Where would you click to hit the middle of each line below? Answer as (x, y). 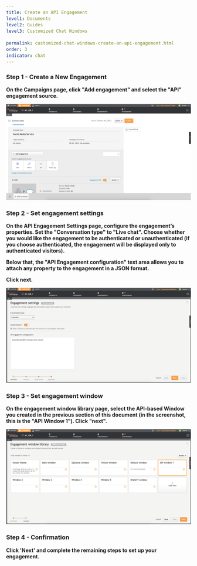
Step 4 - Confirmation (38, 537)
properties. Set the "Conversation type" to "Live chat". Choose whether (96, 232)
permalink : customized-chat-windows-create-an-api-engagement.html (90, 43)
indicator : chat (26, 56)
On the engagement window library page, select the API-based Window (95, 409)
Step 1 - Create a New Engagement (57, 77)
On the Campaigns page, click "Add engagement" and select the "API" (94, 90)
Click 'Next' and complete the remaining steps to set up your (81, 550)
